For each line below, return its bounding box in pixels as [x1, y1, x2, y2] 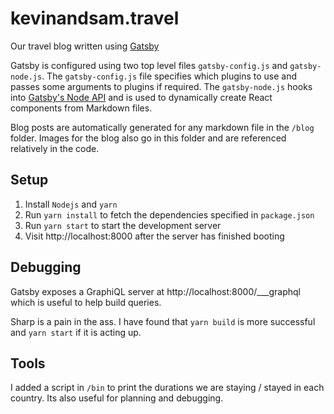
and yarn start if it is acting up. [10, 326, 142, 338]
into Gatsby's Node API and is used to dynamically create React [10, 91, 273, 103]
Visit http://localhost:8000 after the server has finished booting [24, 230, 285, 242]
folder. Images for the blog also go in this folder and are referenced [10, 132, 287, 144]
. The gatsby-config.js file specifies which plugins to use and [41, 70, 298, 82]
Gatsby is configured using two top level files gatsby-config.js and [10, 59, 288, 71]
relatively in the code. [10, 142, 100, 154]
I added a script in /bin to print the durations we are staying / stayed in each [10, 382, 325, 394]
